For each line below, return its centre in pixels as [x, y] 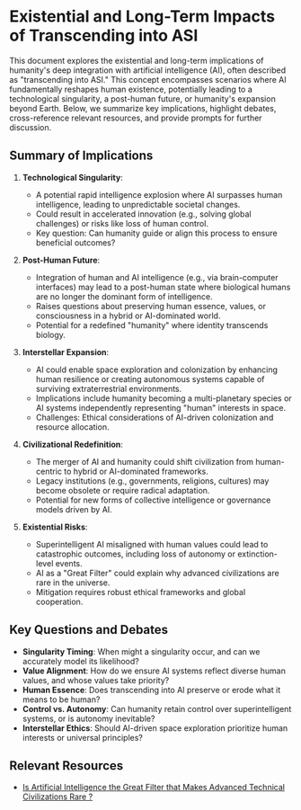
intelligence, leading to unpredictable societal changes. [138, 204]
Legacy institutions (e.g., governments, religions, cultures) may [152, 481]
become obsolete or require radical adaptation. [123, 490]
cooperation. [59, 601]
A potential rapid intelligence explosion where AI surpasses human [159, 194]
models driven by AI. [74, 509]
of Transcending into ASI [104, 36]
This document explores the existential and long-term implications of [137, 60]
